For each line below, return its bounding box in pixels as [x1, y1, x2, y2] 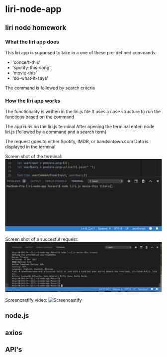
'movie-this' [12, 70, 37, 76]
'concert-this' [12, 59, 41, 65]
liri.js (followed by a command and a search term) [5, 129, 107, 135]
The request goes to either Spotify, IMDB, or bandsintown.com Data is [5, 139, 149, 145]
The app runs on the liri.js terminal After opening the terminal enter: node [5, 124, 155, 130]
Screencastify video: [5, 297, 48, 303]
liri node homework [5, 23, 67, 32]
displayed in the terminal [5, 144, 56, 150]
